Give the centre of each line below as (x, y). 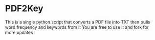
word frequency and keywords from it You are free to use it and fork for (77, 27)
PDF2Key (24, 9)
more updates (19, 32)
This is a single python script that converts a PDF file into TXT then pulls (78, 22)
